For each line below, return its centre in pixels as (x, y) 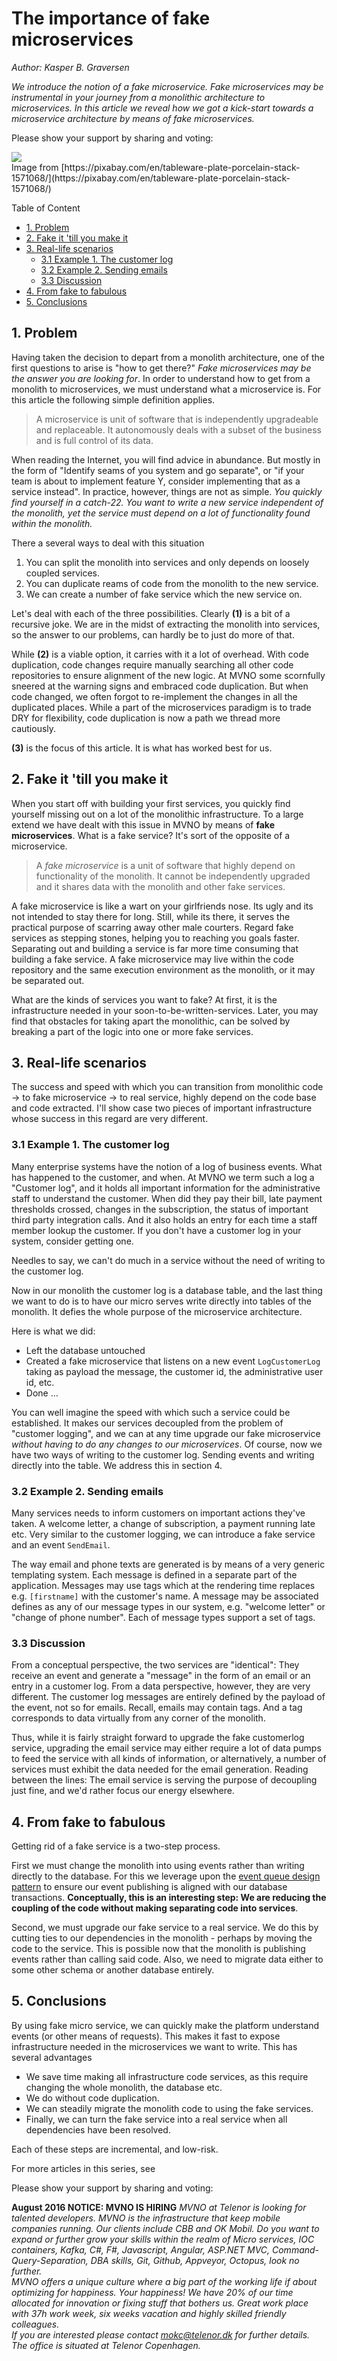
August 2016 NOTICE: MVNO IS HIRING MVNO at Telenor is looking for (159, 2207)
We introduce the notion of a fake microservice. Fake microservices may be (167, 86)
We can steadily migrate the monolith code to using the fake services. (169, 2108)
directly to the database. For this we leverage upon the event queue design (166, 1876)
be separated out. (48, 980)
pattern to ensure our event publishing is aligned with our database (149, 1887)
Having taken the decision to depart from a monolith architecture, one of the (168, 357)
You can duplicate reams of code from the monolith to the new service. (172, 583)
